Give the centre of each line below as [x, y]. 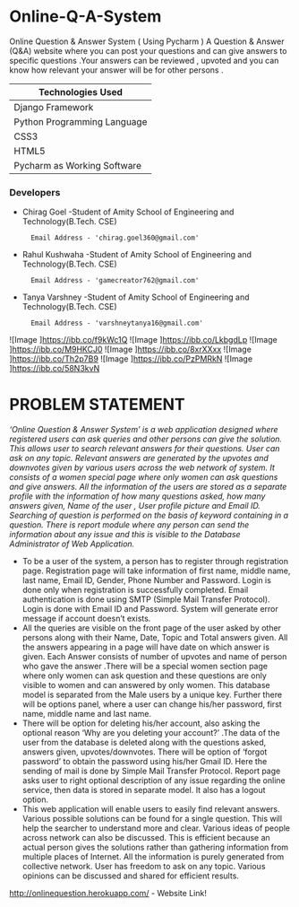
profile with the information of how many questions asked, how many [137, 496]
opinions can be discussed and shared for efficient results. [131, 876]
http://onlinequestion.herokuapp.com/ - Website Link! [108, 894]
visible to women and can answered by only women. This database [146, 685]
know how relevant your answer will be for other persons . [116, 70]
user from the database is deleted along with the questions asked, [144, 743]
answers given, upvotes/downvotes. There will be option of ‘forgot [145, 752]
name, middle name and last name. [87, 714]
